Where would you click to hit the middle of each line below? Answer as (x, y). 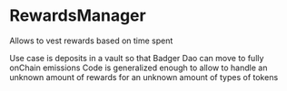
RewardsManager (78, 16)
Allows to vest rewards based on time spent (91, 41)
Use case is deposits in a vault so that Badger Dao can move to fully (137, 58)
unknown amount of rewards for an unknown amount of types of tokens (144, 77)
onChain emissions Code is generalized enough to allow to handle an (139, 68)
